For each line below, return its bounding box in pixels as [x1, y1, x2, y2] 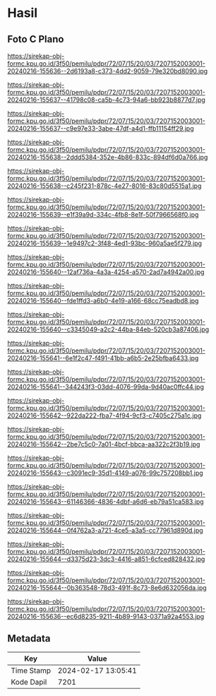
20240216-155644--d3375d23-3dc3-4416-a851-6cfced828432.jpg [7, 555, 205, 563]
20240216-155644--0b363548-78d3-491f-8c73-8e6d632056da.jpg [7, 584, 207, 591]
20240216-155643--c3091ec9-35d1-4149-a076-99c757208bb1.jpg [7, 468, 203, 477]
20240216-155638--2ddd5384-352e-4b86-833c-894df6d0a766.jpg [7, 153, 208, 161]
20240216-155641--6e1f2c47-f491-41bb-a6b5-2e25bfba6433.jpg [7, 354, 199, 362]
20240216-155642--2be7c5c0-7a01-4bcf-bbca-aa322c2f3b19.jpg [7, 440, 200, 448]
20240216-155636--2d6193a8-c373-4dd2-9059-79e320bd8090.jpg [7, 67, 208, 75]
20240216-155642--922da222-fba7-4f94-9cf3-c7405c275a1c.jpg [7, 411, 202, 420]
